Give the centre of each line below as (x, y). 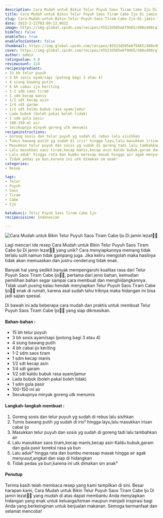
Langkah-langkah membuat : (35, 405)
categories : (17, 164)
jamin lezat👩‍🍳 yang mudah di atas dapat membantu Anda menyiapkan (75, 496)
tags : (10, 177)
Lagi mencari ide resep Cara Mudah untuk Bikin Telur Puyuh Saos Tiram (77, 245)
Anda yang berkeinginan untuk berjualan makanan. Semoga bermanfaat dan (81, 506)
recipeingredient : (24, 69)
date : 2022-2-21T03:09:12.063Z (37, 23)
